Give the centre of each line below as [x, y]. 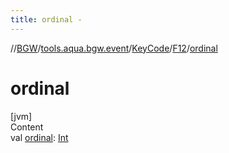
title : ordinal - [46, 19]
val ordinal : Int [39, 137]
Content [27, 127]
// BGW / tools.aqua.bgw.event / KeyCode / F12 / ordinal [114, 48]
